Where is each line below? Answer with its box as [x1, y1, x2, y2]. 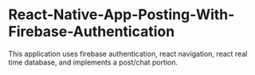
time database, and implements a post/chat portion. [8, 57, 178, 67]
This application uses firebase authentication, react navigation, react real [8, 49, 248, 58]
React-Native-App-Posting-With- [8, 6, 235, 24]
